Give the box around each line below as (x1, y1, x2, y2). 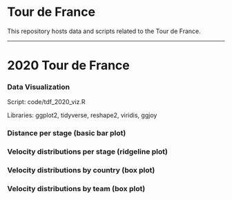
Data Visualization (7, 82, 70, 92)
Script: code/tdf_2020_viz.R (7, 98, 86, 106)
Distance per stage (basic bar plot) (7, 128, 126, 138)
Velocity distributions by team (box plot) (7, 184, 146, 194)
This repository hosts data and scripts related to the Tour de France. (7, 27, 202, 35)
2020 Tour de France (7, 58, 130, 73)
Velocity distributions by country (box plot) (7, 166, 155, 175)
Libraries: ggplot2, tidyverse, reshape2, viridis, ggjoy (7, 111, 157, 119)
